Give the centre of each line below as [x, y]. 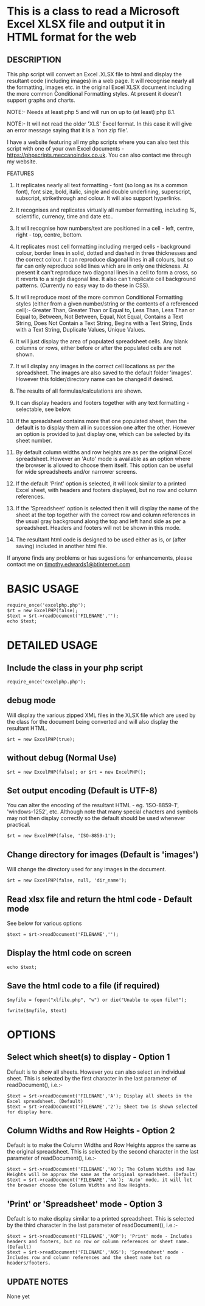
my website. [22, 162]
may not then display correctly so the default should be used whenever [96, 818]
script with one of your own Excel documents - [65, 148]
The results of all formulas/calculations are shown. [79, 391]
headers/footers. [29, 1263]
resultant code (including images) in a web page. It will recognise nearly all [101, 81]
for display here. [30, 1112]
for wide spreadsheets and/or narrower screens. [76, 472]
